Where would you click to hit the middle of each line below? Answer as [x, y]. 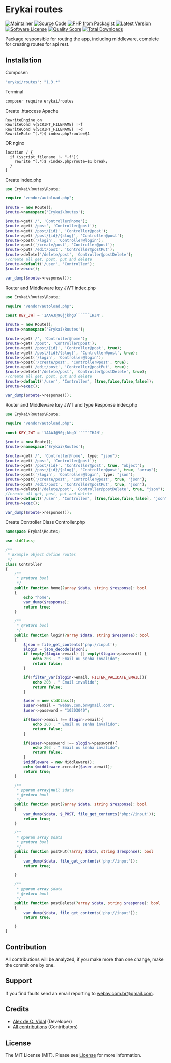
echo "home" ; [37, 597]
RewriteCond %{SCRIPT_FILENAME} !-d [44, 129]
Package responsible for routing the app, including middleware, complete [82, 39]
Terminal [15, 92]
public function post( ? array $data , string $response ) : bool [80, 804]
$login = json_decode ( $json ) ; [55, 649]
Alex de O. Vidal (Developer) [42, 1022]
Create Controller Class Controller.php [45, 522]
